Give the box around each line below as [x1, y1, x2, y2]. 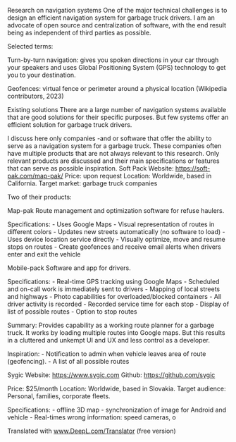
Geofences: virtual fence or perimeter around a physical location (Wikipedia [7, 85, 228, 92]
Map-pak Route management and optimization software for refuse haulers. [7, 207, 225, 214]
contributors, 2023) [7, 92, 65, 100]
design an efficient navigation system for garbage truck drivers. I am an [7, 13, 215, 22]
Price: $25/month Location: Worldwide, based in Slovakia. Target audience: [7, 384, 227, 393]
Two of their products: [7, 193, 72, 201]
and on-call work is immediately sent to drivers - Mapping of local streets [7, 285, 221, 293]
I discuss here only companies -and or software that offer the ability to [7, 134, 212, 142]
